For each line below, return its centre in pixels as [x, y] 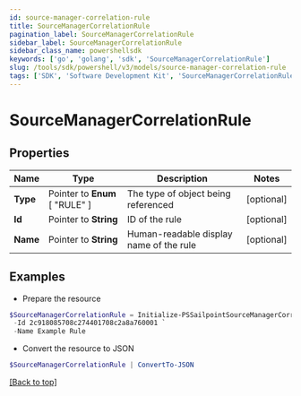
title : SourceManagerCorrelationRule [80, 26]
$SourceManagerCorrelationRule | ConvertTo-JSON [102, 365]
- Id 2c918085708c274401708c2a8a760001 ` [90, 323]
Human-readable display [180, 234]
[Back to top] [33, 383]
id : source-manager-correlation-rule [80, 17]
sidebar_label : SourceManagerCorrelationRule [95, 43]
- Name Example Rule [50, 331]
